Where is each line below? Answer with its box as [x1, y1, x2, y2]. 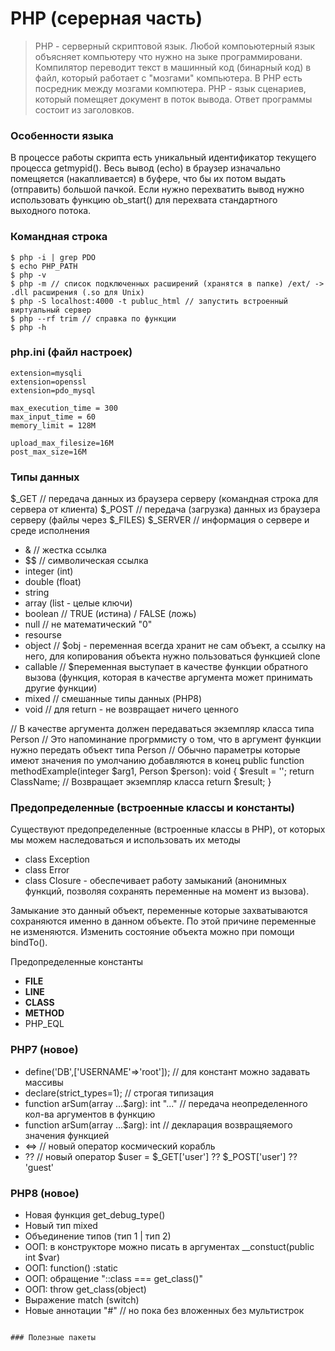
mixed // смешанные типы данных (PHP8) [24, 693, 203, 705]
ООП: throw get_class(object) [24, 1283, 147, 1296]
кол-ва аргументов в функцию [24, 1108, 156, 1120]
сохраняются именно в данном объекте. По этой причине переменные [10, 915, 317, 927]
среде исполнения [10, 525, 90, 537]
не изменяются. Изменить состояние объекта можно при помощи [10, 926, 295, 938]
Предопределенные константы [10, 956, 144, 968]
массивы [24, 1076, 64, 1088]
